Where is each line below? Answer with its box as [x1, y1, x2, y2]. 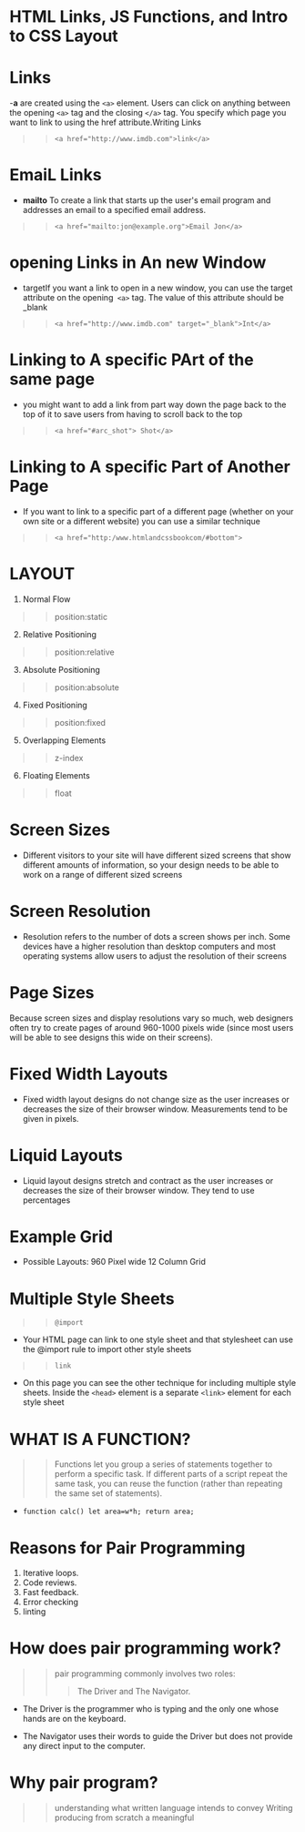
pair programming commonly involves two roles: [54, 1668, 236, 1679]
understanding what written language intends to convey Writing [54, 1803, 293, 1814]
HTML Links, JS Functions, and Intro [9, 6, 289, 27]
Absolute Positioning [22, 664, 100, 675]
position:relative [54, 646, 116, 657]
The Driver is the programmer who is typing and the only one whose [22, 1704, 280, 1715]
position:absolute [54, 681, 120, 693]
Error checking [22, 1596, 79, 1608]
